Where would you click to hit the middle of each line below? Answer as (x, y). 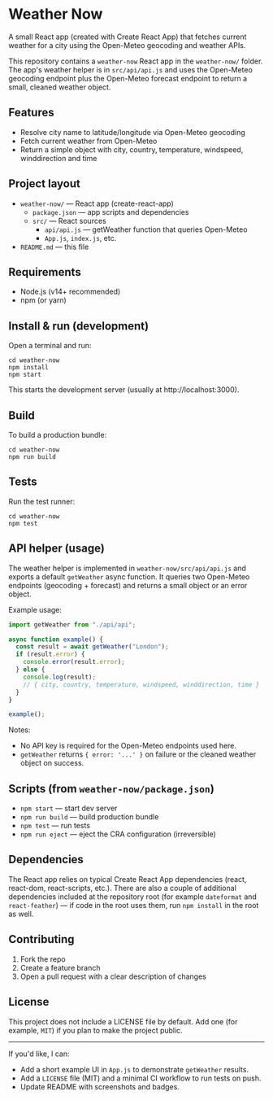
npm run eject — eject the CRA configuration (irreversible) (118, 834)
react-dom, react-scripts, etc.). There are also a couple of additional (123, 888)
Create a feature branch (60, 967)
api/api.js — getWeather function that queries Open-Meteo (146, 229)
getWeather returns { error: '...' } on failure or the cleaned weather (138, 754)
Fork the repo (43, 959)
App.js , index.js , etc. (80, 238)
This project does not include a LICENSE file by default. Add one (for (123, 1021)
